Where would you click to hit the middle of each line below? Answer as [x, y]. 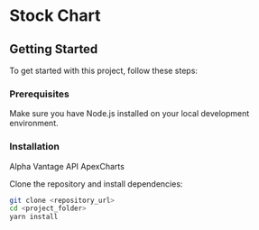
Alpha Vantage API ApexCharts [67, 166]
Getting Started [54, 49]
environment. [34, 124]
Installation [35, 147]
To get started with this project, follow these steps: [104, 70]
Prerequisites [39, 94]
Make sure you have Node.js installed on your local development [129, 114]
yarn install [34, 217]
